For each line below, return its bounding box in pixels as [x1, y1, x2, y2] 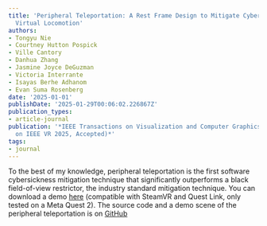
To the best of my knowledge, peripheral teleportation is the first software [8, 166, 250, 176]
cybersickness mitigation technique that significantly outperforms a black [8, 175, 249, 185]
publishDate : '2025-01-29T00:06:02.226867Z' [8, 100, 158, 108]
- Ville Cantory [8, 49, 62, 56]
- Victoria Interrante [8, 71, 83, 79]
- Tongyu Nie [8, 33, 52, 42]
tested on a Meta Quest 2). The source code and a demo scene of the [8, 201, 237, 210]
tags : [8, 137, 26, 146]
